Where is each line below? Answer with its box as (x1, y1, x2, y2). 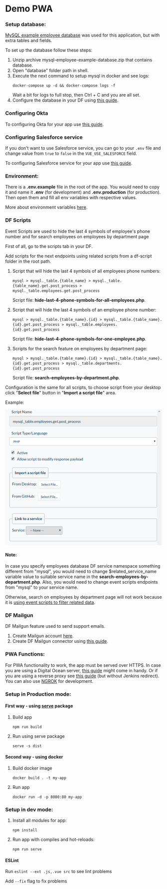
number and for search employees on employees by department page (5, 233, 149, 239)
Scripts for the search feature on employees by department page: (12, 345, 148, 351)
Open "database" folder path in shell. (12, 68, 89, 74)
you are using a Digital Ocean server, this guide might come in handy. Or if (5, 667, 158, 673)
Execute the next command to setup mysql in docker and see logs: (12, 73, 150, 79)
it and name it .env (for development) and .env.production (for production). (5, 189, 161, 195)
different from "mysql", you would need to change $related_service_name (5, 568, 157, 574)
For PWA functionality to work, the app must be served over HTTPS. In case (5, 662, 161, 668)
